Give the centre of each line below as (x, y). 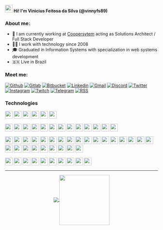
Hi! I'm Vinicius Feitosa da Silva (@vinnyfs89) (61, 11)
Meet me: (16, 75)
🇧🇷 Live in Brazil (29, 62)
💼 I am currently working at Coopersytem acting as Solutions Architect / (84, 34)
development (25, 57)
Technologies (21, 103)
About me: (18, 23)
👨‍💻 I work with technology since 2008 (50, 44)
